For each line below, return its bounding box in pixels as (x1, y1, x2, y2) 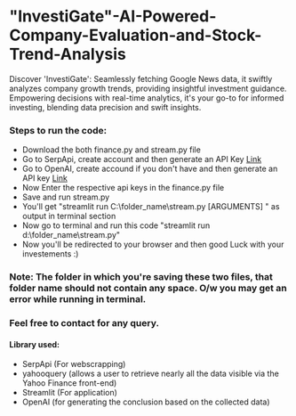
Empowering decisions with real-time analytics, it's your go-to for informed (9, 92, 284, 103)
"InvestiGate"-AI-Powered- (9, 6, 217, 27)
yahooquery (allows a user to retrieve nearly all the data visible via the (21, 368, 280, 379)
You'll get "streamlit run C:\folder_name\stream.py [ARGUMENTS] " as (21, 201, 280, 212)
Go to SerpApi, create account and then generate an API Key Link (21, 154, 262, 165)
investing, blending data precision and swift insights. (9, 102, 202, 112)
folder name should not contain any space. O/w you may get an (9, 282, 287, 295)
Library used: (9, 339, 60, 349)
